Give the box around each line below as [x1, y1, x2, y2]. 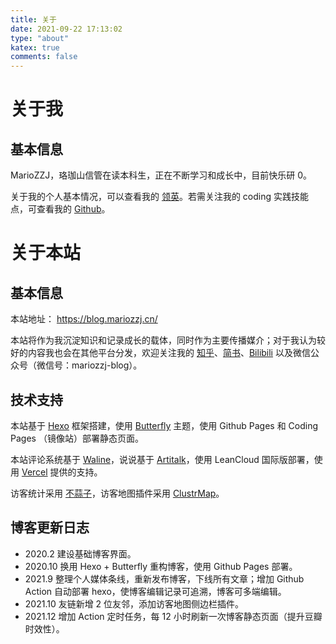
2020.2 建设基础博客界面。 [24, 547, 137, 560]
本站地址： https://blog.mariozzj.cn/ [10, 313, 158, 325]
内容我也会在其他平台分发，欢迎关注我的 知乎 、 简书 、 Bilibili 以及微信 [27, 347, 311, 359]
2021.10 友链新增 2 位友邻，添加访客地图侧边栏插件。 [24, 597, 245, 610]
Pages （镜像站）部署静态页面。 [10, 432, 144, 444]
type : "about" [10, 33, 70, 43]
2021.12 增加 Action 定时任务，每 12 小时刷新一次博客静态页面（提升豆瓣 [24, 610, 323, 622]
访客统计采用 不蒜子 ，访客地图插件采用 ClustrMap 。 [10, 487, 225, 499]
